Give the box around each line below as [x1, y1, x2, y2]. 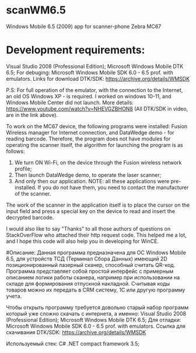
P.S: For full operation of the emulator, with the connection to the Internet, [6, 86, 183, 94]
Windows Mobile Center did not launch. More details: [6, 99, 134, 106]
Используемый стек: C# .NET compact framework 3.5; [6, 340, 140, 347]
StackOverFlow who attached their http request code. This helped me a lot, [6, 231, 187, 238]
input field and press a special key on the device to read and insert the [6, 207, 176, 214]
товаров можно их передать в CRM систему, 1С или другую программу [6, 286, 185, 293]
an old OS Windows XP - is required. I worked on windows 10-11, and [6, 92, 171, 100]
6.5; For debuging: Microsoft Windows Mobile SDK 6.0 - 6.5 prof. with [6, 68, 173, 76]
